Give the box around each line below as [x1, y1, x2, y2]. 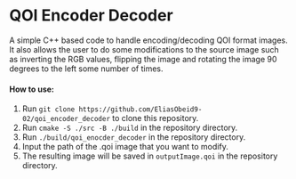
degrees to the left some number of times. [9, 63, 164, 74]
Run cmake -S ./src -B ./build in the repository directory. [21, 122, 238, 134]
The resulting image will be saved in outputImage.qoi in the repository [21, 151, 278, 161]
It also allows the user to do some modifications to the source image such [9, 44, 280, 54]
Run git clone [21, 103, 76, 114]
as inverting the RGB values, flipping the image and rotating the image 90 [9, 53, 277, 64]
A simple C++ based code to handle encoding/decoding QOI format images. [9, 35, 289, 45]
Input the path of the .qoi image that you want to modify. [21, 142, 228, 152]
